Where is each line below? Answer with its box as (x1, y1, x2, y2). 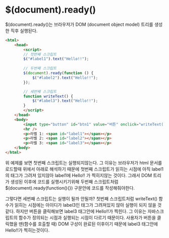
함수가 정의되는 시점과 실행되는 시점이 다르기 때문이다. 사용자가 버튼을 (18, 214, 156, 220)
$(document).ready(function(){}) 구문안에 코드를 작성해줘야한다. (5, 185, 135, 191)
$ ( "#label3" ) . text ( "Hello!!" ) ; (32, 98, 98, 103)
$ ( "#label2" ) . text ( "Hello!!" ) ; (32, 75, 98, 80)
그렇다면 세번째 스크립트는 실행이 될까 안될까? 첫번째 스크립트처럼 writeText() (5, 196, 158, 202)
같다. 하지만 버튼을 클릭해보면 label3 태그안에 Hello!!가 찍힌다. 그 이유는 (5, 208, 147, 214)
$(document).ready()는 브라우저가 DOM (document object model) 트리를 (5, 21, 153, 27)
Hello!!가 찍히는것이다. (5, 227, 49, 233)
